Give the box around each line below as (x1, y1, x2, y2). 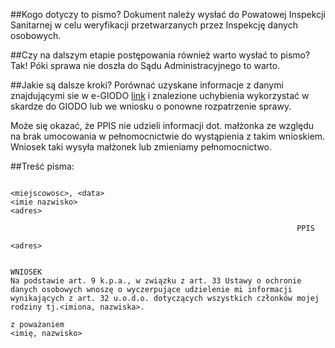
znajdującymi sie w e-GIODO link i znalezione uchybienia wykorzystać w (10, 90, 310, 101)
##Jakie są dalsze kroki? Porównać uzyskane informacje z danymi (10, 79, 284, 91)
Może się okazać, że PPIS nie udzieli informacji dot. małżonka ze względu (10, 120, 315, 131)
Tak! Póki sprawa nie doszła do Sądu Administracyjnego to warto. (10, 60, 281, 71)
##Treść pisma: (10, 160, 75, 172)
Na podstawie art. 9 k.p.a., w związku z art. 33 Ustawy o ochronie (10, 276, 302, 286)
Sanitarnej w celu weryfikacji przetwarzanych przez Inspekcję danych (10, 19, 298, 31)
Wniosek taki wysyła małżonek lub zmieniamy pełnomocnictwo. (10, 141, 273, 153)
